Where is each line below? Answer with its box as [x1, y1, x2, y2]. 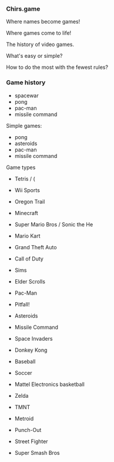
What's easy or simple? [6, 52, 63, 60]
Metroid [14, 415, 34, 422]
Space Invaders [14, 335, 53, 342]
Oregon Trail [14, 198, 45, 205]
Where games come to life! [6, 29, 72, 37]
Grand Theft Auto [14, 243, 57, 250]
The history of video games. [6, 41, 75, 48]
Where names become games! [6, 18, 81, 25]
